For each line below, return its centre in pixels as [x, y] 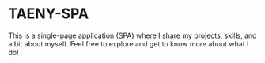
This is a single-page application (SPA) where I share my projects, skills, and [132, 35]
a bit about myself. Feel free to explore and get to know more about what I [129, 43]
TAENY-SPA [49, 14]
